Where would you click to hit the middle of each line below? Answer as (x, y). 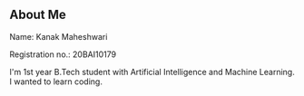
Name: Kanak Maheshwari (59, 36)
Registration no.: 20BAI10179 (63, 54)
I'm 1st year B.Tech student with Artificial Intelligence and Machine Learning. (152, 72)
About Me (38, 15)
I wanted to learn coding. (56, 82)
